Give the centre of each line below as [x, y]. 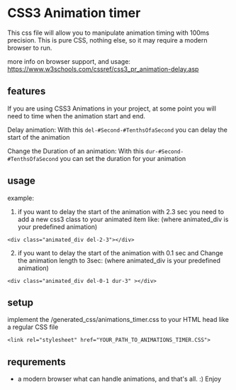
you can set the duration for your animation [123, 158]
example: [21, 198]
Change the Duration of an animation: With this [75, 151]
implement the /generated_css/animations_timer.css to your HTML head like [118, 320]
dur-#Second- [164, 151]
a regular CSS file [33, 327]
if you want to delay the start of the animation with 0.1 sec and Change [120, 252]
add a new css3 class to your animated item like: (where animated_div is [123, 219]
